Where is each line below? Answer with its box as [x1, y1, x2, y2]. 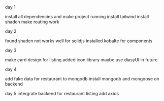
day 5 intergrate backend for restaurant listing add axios [5, 91, 119, 96]
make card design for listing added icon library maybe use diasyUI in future [5, 57, 158, 63]
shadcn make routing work [5, 19, 60, 25]
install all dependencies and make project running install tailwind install [5, 14, 149, 19]
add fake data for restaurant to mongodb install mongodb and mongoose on [5, 76, 159, 81]
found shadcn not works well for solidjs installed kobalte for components [5, 38, 153, 44]
